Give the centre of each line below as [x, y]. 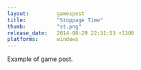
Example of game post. [40, 59]
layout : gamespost [46, 14]
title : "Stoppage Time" [55, 20]
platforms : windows [43, 40]
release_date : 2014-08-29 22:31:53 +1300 [71, 33]
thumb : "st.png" [44, 26]
